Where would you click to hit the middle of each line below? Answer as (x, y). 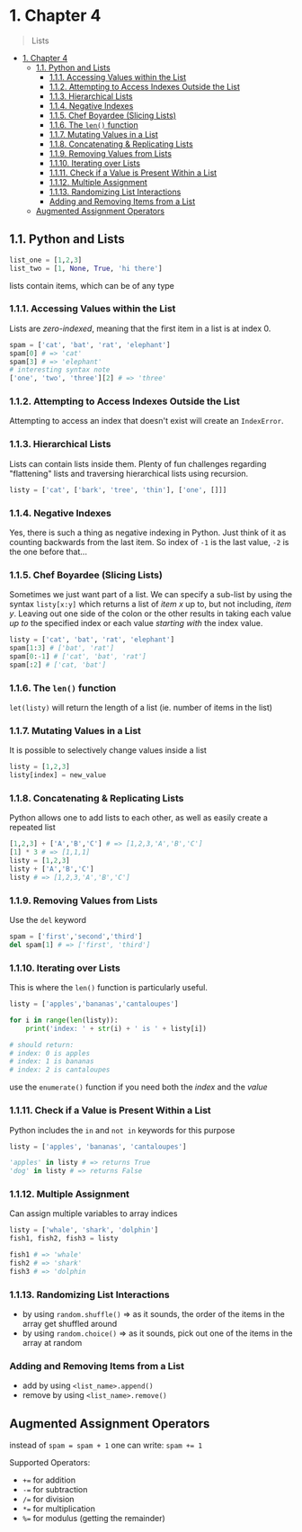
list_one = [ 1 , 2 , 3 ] (46, 260)
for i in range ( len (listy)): (64, 1020)
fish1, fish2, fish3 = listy (64, 1239)
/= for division (48, 1500)
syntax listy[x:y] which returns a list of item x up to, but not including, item (151, 605)
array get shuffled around (70, 1324)
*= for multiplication (59, 1509)
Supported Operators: (50, 1463)
